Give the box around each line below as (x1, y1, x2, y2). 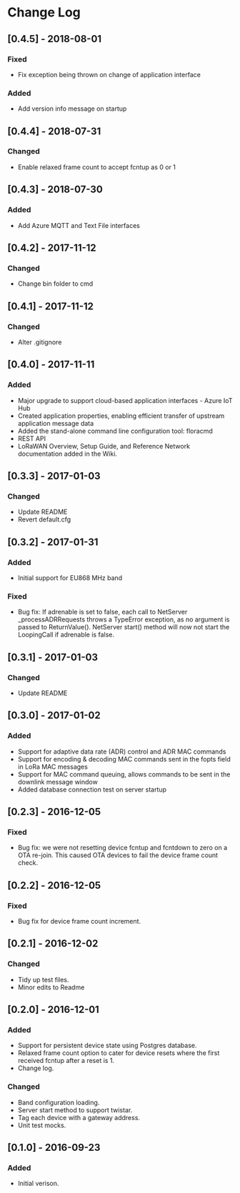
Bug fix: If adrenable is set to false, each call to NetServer (17, 608, 188, 617)
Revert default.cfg (17, 515, 71, 524)
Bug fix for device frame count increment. (17, 917, 141, 926)
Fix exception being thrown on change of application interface (17, 70, 201, 79)
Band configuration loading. (17, 1098, 100, 1107)
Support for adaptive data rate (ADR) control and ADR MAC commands (17, 747, 226, 756)
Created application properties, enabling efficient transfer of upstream (17, 411, 225, 420)
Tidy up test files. (17, 975, 69, 984)
